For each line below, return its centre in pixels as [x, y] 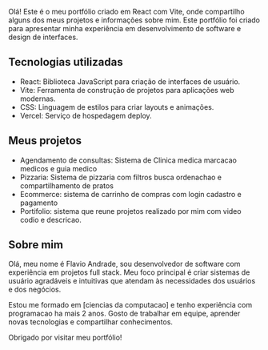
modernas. [38, 99]
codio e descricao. [50, 219]
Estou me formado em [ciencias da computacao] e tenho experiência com [130, 305]
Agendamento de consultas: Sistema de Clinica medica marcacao [128, 160]
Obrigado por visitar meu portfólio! [65, 338]
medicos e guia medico [58, 168]
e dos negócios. [35, 290]
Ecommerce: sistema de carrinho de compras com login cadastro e [130, 194]
